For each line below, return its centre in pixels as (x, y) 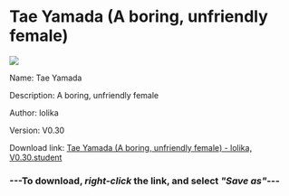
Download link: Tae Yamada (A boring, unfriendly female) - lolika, (130, 147)
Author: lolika (34, 112)
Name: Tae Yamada (46, 78)
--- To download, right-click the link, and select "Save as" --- (145, 181)
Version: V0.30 (37, 130)
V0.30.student (36, 157)
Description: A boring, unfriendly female (84, 95)
